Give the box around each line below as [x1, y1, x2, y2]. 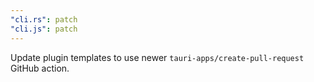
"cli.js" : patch [10, 24, 78, 34]
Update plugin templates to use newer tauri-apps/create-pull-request [10, 51, 305, 63]
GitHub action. [10, 62, 70, 74]
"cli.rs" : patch [10, 14, 78, 25]
